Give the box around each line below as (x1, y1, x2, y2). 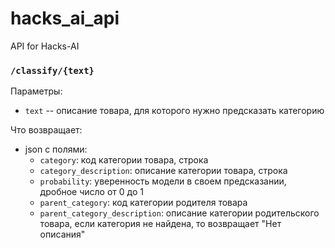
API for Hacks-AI (10, 40, 80, 52)
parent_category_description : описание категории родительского (39, 207, 320, 219)
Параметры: (10, 85, 63, 97)
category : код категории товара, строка (39, 154, 209, 166)
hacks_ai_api (10, 7, 120, 30)
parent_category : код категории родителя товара (39, 197, 248, 209)
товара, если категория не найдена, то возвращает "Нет (39, 218, 282, 230)
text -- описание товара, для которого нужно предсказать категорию (24, 105, 325, 117)
